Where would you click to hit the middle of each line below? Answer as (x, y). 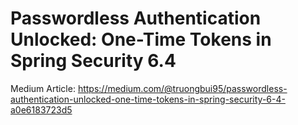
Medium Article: (43, 88)
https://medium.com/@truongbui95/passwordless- (182, 88)
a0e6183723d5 (41, 109)
